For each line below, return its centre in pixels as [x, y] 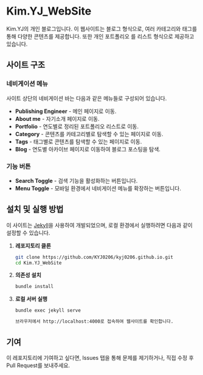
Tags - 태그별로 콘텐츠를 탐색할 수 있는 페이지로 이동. [78, 142]
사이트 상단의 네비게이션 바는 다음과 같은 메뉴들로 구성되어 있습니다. [87, 98]
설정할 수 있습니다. [28, 233]
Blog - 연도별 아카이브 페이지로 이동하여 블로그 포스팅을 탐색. [88, 149]
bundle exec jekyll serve [48, 311]
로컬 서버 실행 [31, 299]
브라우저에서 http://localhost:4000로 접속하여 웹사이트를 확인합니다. [94, 322]
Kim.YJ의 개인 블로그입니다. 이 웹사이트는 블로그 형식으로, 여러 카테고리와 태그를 [102, 29]
